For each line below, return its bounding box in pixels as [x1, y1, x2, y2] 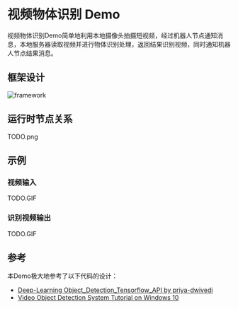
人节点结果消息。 [7, 49, 57, 57]
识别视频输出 [7, 213, 52, 223]
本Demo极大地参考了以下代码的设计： [7, 272, 118, 280]
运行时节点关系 [7, 113, 73, 125]
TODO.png [7, 132, 38, 141]
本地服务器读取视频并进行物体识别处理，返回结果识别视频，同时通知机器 [19, 40, 231, 48]
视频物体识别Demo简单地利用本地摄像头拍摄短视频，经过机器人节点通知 [7, 31, 217, 40]
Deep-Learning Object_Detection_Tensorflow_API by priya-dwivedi [17, 286, 213, 294]
